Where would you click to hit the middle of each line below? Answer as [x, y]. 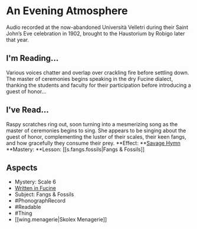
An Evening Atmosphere [67, 11]
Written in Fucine [35, 188]
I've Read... [27, 110]
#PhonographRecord [40, 201]
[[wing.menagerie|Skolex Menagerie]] [61, 220]
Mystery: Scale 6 [35, 182]
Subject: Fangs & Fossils [44, 194]
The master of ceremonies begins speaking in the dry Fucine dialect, [89, 78]
